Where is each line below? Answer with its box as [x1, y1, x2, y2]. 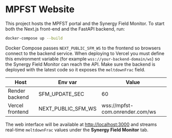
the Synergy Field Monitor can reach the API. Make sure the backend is [5, 61, 156, 67]
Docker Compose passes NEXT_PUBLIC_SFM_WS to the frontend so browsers [5, 45, 161, 51]
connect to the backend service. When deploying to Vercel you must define [5, 50, 165, 57]
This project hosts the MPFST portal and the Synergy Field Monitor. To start [5, 20, 165, 26]
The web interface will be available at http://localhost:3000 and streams [5, 121, 157, 127]
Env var [58, 78, 77, 86]
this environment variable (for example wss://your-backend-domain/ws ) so [5, 56, 160, 62]
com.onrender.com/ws [101, 108, 156, 115]
